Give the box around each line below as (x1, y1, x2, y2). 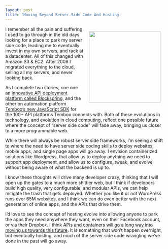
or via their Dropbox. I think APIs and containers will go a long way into (5, 222, 153, 228)
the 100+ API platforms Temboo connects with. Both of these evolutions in (5, 111, 160, 117)
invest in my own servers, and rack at (5, 48, 84, 54)
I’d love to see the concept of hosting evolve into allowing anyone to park (5, 211, 158, 217)
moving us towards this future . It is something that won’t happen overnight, (5, 227, 162, 233)
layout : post (5, 7, 33, 13)
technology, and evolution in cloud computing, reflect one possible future (5, 117, 159, 123)
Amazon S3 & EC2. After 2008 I (5, 58, 71, 64)
